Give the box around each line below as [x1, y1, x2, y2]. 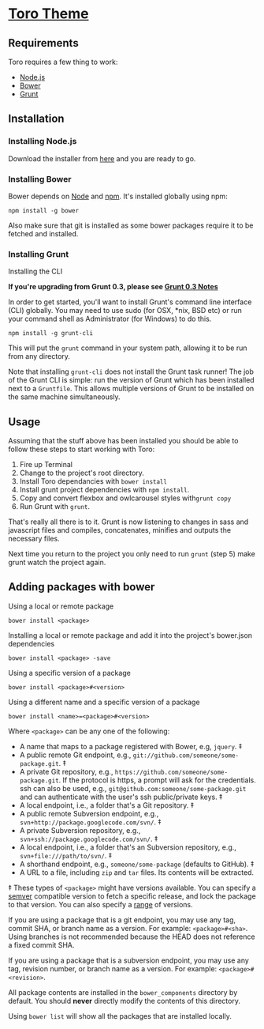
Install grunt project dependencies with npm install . [19, 485, 190, 495]
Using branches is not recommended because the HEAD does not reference [8, 932, 255, 941]
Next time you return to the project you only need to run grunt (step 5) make [8, 549, 256, 559]
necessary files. [8, 534, 61, 544]
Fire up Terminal [19, 460, 73, 469]
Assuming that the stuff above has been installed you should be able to [8, 436, 239, 446]
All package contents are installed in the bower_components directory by [8, 987, 238, 997]
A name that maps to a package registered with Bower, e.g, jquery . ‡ [19, 741, 243, 751]
